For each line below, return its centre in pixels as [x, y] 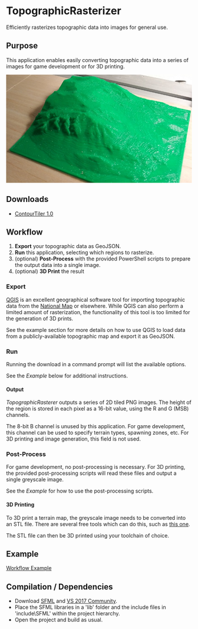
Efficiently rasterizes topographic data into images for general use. [87, 27]
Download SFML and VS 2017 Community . [66, 601]
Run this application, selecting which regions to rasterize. [84, 253]
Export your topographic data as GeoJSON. [68, 246]
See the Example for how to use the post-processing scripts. [80, 491]
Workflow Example [29, 568]
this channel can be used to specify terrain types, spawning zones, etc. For [98, 433]
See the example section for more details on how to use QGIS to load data [96, 330]
